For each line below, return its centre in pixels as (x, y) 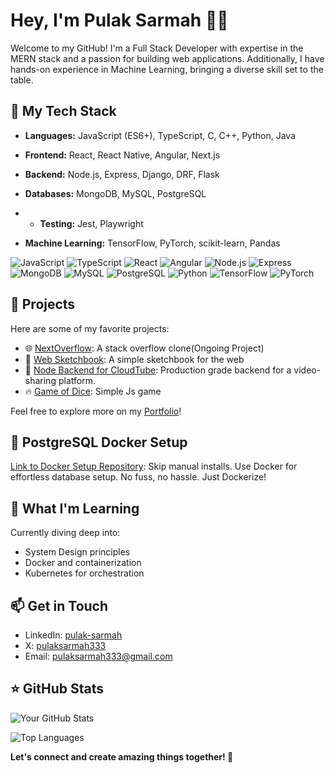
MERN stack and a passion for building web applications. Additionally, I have (167, 58)
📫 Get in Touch (59, 605)
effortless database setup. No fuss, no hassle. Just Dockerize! (138, 477)
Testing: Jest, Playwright (91, 223)
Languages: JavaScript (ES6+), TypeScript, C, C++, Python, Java (160, 135)
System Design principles (77, 552)
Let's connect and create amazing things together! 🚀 (122, 756)
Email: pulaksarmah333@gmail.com (98, 656)
